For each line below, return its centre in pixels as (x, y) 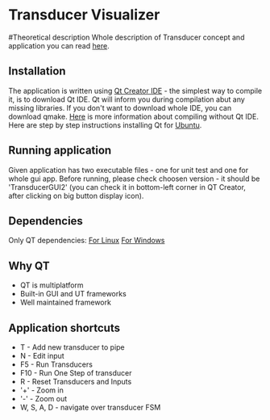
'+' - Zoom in (42, 390)
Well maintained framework (65, 302)
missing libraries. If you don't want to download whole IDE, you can (120, 107)
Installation (37, 71)
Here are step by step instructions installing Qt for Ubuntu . (105, 125)
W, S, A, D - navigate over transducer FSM (90, 407)
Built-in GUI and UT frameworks (73, 294)
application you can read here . (59, 45)
